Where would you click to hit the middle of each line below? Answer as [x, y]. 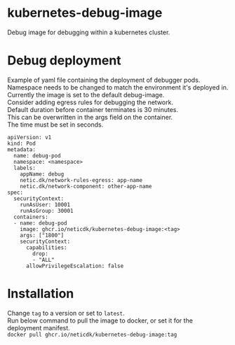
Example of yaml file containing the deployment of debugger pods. [104, 80]
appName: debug [42, 174]
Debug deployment [64, 61]
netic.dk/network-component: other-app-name [86, 186]
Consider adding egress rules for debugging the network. [90, 102]
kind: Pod [22, 143]
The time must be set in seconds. [55, 125]
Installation [41, 294]
